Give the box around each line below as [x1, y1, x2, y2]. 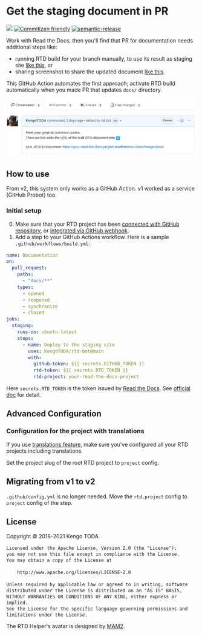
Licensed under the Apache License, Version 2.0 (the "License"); [6, 545, 177, 552]
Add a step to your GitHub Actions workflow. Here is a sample [15, 233, 169, 240]
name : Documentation [6, 252, 59, 259]
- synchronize [22, 303, 59, 310]
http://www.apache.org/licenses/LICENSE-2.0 [17, 569, 131, 576]
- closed [22, 310, 45, 316]
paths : [17, 271, 34, 277]
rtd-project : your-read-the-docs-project [33, 374, 139, 380]
